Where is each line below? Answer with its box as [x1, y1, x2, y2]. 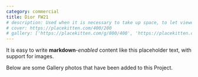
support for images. [6, 53, 54, 60]
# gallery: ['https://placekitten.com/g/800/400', [6, 31, 133, 36]
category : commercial [6, 8, 60, 15]
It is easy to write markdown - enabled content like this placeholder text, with [6, 46, 192, 53]
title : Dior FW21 [6, 14, 49, 20]
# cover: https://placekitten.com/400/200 [6, 25, 112, 31]
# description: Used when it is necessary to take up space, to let [6, 19, 178, 25]
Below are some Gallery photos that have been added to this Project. [6, 64, 173, 71]
